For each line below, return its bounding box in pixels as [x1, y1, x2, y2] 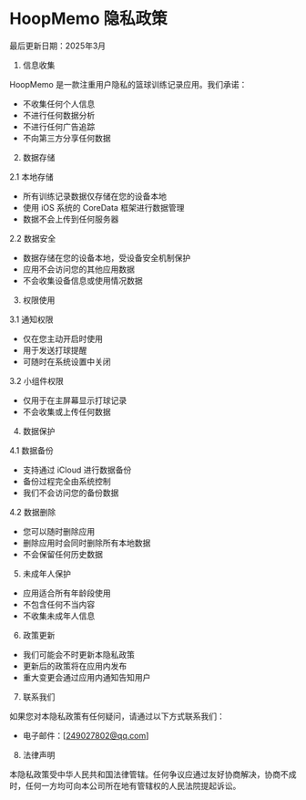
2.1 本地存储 [9, 171, 54, 182]
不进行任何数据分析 [22, 109, 96, 120]
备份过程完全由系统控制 [22, 475, 111, 486]
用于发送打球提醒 [22, 344, 87, 356]
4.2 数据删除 [9, 506, 56, 517]
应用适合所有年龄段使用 [22, 587, 111, 598]
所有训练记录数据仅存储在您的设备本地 [22, 191, 167, 202]
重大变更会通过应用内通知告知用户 [22, 671, 151, 682]
